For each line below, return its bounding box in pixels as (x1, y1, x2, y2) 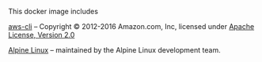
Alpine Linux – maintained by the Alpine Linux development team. (8, 46, 221, 54)
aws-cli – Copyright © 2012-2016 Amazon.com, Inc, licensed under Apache (8, 22, 255, 31)
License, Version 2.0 (8, 31, 75, 39)
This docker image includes (8, 7, 99, 16)
